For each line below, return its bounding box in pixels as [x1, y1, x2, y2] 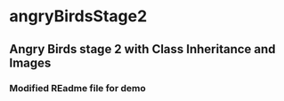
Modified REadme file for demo [9, 82, 146, 94]
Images [9, 55, 52, 70]
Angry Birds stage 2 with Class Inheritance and [9, 42, 276, 57]
